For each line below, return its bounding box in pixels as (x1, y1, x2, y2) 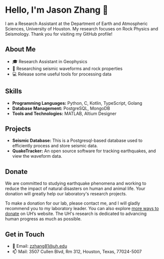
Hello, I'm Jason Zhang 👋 (5, 4, 109, 16)
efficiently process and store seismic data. (12, 143, 98, 149)
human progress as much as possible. (5, 216, 82, 222)
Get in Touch (5, 230, 45, 238)
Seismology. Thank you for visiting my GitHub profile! (5, 31, 113, 37)
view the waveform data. (12, 153, 63, 159)
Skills (5, 87, 22, 95)
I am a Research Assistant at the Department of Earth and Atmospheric (5, 21, 148, 26)
